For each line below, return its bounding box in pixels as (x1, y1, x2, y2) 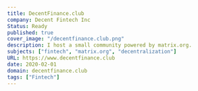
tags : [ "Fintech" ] (7, 73, 60, 81)
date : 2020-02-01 (7, 61, 57, 68)
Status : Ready (7, 23, 48, 29)
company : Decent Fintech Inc (7, 16, 91, 23)
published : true (7, 29, 54, 36)
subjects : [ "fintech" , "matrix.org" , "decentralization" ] (7, 49, 177, 55)
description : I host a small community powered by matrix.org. (7, 42, 192, 49)
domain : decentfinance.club (7, 67, 88, 74)
